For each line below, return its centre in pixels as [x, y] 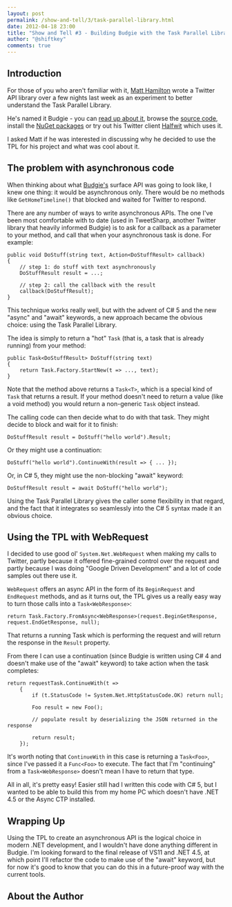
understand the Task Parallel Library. [59, 105]
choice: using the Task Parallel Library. [62, 325]
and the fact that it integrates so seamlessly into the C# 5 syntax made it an [115, 508]
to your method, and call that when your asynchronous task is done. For [109, 235]
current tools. [26, 875]
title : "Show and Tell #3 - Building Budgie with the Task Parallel [108, 33]
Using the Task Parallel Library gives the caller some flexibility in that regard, [116, 501]
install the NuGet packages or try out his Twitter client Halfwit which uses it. [115, 126]
